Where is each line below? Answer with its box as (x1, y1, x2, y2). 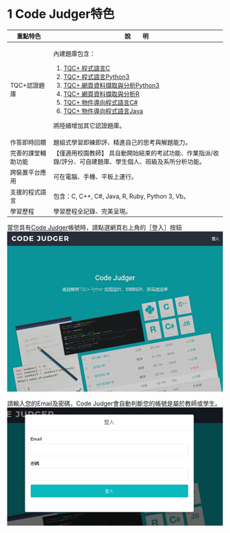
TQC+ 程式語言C (63, 64, 111, 72)
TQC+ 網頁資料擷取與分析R (63, 90, 140, 98)
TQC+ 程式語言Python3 (63, 73, 130, 81)
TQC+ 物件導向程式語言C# (63, 98, 138, 106)
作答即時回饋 (10, 138, 47, 146)
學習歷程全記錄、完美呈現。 (53, 207, 131, 215)
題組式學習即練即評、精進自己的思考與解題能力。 (53, 138, 192, 146)
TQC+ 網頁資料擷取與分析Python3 (63, 81, 159, 89)
